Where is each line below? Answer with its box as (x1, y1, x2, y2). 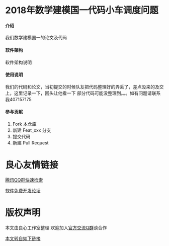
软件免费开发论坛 (5, 187, 41, 194)
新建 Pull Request (12, 140, 49, 146)
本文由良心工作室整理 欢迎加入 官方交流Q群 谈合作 (5, 224, 107, 230)
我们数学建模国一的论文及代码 (5, 35, 67, 41)
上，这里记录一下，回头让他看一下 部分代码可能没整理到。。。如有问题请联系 (5, 90, 161, 96)
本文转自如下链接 (5, 235, 41, 241)
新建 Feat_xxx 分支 (12, 127, 51, 133)
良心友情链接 (5, 159, 59, 171)
